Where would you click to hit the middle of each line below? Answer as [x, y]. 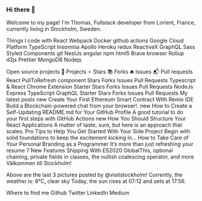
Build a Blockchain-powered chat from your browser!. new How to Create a [99, 106]
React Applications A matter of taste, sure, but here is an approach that [94, 125]
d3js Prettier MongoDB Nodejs [44, 60]
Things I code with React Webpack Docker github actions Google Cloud [95, 41]
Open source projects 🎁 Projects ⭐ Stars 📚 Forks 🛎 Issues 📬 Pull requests [100, 72]
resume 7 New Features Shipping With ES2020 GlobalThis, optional [90, 151]
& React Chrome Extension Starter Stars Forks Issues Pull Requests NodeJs [100, 87]
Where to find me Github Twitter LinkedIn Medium [68, 193]
